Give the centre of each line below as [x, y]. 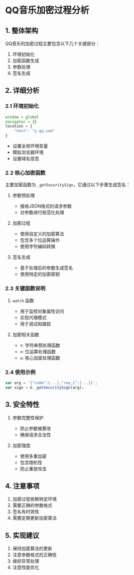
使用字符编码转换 [38, 246]
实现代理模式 [33, 317]
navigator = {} [21, 121]
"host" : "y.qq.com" [35, 131]
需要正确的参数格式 [32, 505]
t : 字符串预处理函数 [40, 345]
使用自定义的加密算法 [42, 234]
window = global [22, 117]
